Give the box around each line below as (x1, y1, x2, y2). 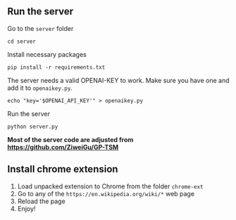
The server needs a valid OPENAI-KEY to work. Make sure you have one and (7, 76, 230, 84)
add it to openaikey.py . (7, 84, 73, 92)
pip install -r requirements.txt (7, 63, 106, 71)
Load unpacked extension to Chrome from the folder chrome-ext (17, 182, 204, 190)
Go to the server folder (7, 24, 74, 32)
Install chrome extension (7, 163, 118, 175)
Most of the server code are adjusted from (7, 135, 134, 143)
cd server (7, 38, 37, 45)
